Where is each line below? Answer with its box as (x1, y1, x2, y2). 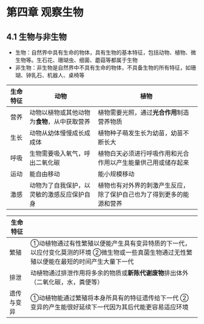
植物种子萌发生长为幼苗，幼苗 (98, 129, 183, 137)
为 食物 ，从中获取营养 (29, 118, 90, 126)
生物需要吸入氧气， (29, 149, 84, 158)
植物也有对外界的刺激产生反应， (98, 181, 189, 189)
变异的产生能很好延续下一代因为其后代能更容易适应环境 (30, 303, 189, 311)
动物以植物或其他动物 (29, 109, 90, 116)
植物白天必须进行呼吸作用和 (98, 149, 177, 158)
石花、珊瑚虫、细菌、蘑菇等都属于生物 (41, 56, 138, 64)
